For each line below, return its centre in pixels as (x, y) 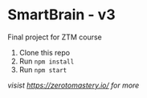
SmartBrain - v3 (61, 15)
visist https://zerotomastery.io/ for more (73, 85)
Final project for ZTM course (55, 37)
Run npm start (43, 69)
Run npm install (47, 61)
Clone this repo (44, 52)
